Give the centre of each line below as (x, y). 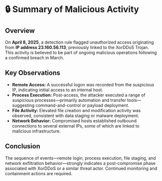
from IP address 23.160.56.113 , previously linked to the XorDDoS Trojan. (77, 47)
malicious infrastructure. (36, 131)
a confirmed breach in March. (35, 58)
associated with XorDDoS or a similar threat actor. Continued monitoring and (81, 168)
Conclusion (23, 146)
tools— (134, 100)
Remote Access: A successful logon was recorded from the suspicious (83, 84)
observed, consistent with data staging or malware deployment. (75, 115)
